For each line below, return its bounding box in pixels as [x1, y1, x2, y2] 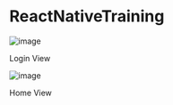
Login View [9, 52, 51, 63]
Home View [9, 87, 52, 98]
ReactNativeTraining [9, 6, 165, 27]
